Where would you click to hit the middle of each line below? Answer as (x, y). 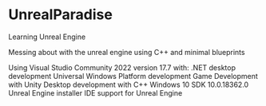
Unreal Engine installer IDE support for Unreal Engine (95, 92)
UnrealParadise (61, 15)
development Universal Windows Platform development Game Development (133, 76)
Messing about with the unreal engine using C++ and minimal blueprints (127, 52)
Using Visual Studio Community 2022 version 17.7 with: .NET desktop (122, 67)
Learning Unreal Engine (47, 37)
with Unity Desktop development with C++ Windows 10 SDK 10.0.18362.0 (129, 84)
